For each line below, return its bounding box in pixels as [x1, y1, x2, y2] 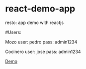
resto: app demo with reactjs [5, 19, 64, 25]
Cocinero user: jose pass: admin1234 [5, 48, 81, 54]
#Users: [5, 29, 21, 35]
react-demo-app [5, 3, 76, 14]
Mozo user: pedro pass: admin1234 [5, 38, 78, 45]
